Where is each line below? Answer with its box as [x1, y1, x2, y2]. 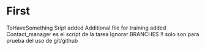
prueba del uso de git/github [6, 37, 78, 44]
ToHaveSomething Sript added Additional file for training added [6, 24, 166, 31]
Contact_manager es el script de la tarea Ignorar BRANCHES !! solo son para [6, 30, 199, 37]
